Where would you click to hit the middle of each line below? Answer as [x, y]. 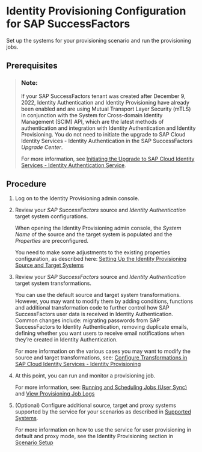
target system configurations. [51, 216]
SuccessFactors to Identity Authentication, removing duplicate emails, [102, 327]
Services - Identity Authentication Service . [73, 165]
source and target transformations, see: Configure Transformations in [101, 358]
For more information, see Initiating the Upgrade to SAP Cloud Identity [108, 159]
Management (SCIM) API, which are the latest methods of [92, 121]
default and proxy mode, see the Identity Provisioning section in [94, 436]
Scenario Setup [34, 442]
